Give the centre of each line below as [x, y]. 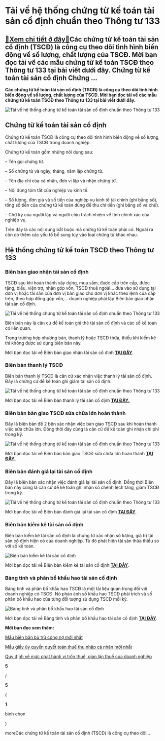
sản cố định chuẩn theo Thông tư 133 [82, 21]
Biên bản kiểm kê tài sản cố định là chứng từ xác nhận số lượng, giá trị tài [79, 535]
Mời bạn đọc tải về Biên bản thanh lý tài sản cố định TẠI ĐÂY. [67, 400]
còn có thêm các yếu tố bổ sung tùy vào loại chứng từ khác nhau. [72, 234]
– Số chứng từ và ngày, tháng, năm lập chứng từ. [54, 171]
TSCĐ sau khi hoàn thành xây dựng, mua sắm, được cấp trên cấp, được [78, 283]
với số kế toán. [20, 546]
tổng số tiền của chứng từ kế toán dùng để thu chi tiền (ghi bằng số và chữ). [82, 205]
